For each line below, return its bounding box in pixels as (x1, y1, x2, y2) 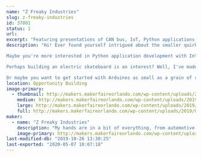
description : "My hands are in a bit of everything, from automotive (17, 125, 195, 131)
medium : (17, 97, 36, 103)
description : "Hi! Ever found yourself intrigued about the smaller (6, 43, 182, 49)
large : (17, 102, 34, 108)
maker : (6, 113, 23, 120)
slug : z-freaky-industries (6, 14, 74, 20)
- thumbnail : (11, 91, 44, 98)
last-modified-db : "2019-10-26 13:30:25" (6, 136, 112, 142)
